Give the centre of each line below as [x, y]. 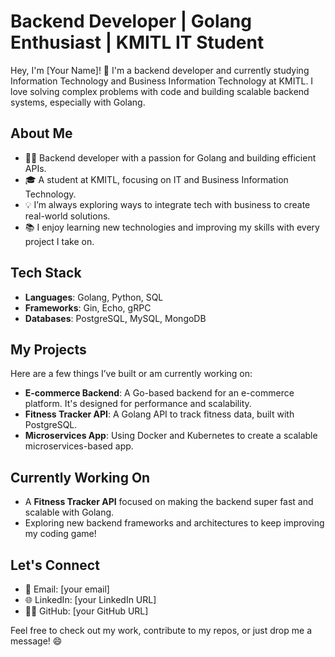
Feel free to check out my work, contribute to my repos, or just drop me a [161, 630]
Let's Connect [55, 565]
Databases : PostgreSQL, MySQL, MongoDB [115, 318]
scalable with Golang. [69, 512]
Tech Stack [46, 273]
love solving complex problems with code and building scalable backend [160, 91]
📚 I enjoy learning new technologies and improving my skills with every [172, 227]
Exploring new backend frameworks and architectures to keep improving [174, 523]
